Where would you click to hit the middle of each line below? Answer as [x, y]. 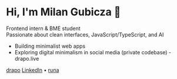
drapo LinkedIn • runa [33, 70]
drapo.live [27, 58]
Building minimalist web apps [50, 46]
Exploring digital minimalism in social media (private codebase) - [93, 52]
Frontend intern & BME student [43, 28]
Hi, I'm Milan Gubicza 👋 [64, 12]
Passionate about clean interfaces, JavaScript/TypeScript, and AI [85, 34]
